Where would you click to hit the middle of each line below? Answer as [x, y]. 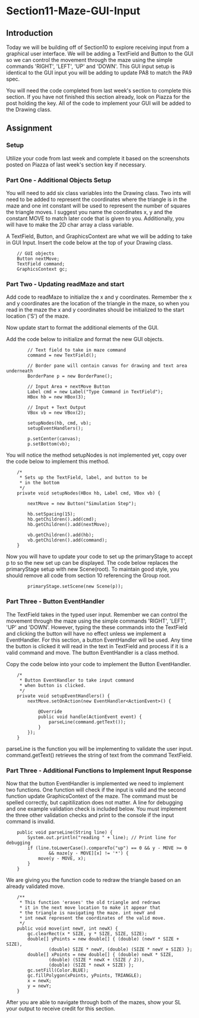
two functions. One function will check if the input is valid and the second [96, 790]
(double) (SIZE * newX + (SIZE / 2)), [97, 960]
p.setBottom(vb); [49, 444]
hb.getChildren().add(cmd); [62, 519]
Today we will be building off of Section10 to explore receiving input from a [97, 47]
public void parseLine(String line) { [65, 832]
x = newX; [40, 980]
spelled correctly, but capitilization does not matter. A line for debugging [94, 802]
